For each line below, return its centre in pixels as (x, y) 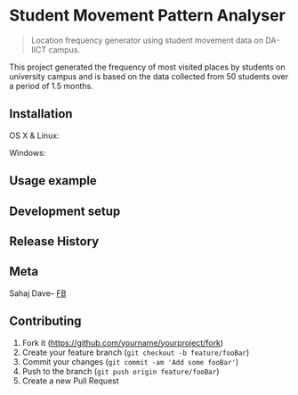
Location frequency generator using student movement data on (147, 40)
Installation (41, 114)
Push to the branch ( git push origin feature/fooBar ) (121, 371)
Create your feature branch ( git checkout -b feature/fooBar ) (136, 352)
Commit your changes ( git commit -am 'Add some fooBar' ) (130, 361)
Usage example (53, 181)
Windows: (28, 152)
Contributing (45, 321)
